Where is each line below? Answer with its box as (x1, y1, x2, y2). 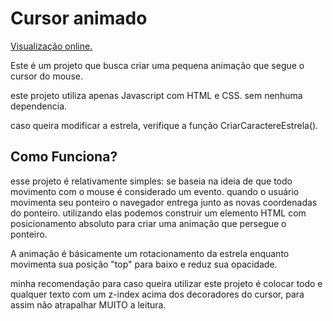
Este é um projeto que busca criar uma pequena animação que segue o (10, 59, 305, 71)
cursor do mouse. (10, 70, 83, 82)
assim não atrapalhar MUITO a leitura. (10, 298, 167, 311)
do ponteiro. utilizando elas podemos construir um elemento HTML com (10, 207, 307, 219)
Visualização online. (10, 40, 93, 52)
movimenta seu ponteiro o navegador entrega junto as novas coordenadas (10, 196, 318, 208)
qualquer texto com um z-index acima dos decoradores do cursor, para (10, 288, 305, 300)
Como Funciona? (10, 148, 118, 166)
